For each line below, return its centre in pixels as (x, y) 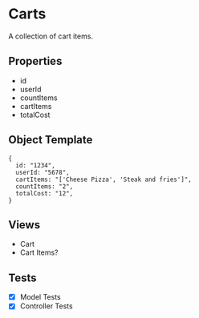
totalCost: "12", (45, 193)
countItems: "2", (45, 186)
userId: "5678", (43, 172)
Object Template (51, 140)
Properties (35, 61)
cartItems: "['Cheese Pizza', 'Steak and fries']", (104, 179)
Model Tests (41, 297)
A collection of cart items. (51, 36)
